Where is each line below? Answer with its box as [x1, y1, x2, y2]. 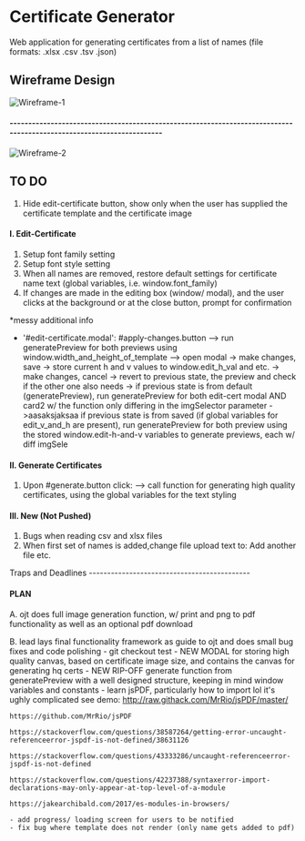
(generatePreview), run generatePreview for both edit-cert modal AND [22, 390, 287, 401]
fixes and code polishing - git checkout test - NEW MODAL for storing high [9, 645, 290, 656]
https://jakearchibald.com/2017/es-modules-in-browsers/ [9, 799, 230, 808]
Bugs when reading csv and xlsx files [22, 531, 163, 542]
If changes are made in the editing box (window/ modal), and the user [22, 287, 285, 298]
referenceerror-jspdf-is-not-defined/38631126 [9, 735, 189, 745]
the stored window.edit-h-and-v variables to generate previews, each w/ [22, 429, 296, 440]
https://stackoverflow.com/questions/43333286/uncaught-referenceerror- [9, 751, 291, 761]
